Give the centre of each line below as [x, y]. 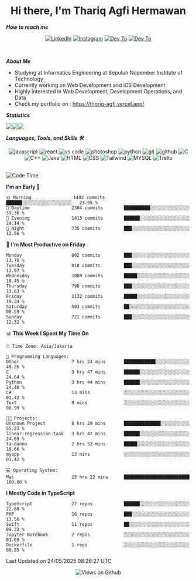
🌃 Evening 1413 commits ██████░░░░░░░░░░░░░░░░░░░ [98, 218]
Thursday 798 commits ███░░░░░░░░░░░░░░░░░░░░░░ [98, 286]
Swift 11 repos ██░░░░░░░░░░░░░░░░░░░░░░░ [98, 524]
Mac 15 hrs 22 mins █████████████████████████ [98, 477]
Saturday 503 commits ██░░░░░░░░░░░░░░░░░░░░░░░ [98, 307]
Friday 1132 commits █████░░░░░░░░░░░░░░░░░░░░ [98, 296]
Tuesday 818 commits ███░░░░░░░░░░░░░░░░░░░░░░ [98, 266]
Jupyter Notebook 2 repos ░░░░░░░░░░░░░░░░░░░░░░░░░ [98, 535]
